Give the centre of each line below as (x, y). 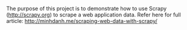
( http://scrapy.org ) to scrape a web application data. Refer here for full (93, 15)
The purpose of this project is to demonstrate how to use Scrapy (87, 9)
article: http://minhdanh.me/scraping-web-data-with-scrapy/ (82, 21)
